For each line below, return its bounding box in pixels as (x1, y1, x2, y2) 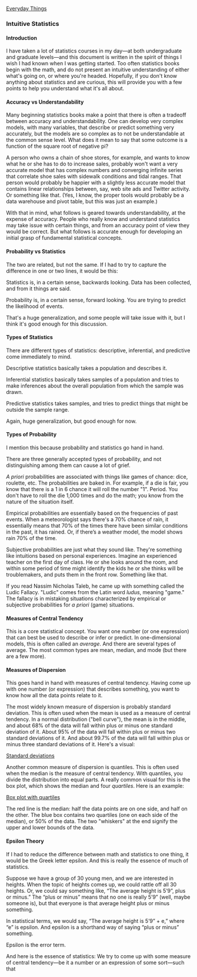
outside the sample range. (6, 406, 69, 413)
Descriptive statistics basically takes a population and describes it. (6, 365, 168, 372)
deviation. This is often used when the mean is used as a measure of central (6, 710, 191, 717)
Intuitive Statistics (6, 19, 60, 28)
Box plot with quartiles (6, 794, 61, 801)
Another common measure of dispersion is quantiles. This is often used (6, 764, 179, 771)
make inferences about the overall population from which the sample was (6, 382, 184, 389)
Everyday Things (6, 5, 47, 12)
